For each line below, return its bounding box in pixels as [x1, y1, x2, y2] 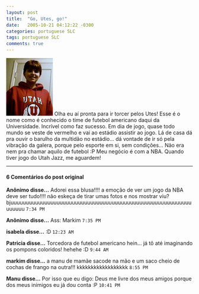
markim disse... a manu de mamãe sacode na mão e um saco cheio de [6, 257, 180, 264]
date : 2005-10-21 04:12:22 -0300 [6, 22, 94, 28]
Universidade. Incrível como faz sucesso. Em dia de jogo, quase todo [6, 123, 175, 130]
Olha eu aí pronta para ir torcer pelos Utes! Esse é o [54, 110, 181, 118]
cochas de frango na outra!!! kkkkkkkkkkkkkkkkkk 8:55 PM [6, 264, 148, 271]
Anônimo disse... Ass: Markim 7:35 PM [6, 217, 101, 224]
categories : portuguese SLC [6, 28, 76, 34]
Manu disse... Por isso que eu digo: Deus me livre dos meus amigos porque [6, 275, 192, 282]
